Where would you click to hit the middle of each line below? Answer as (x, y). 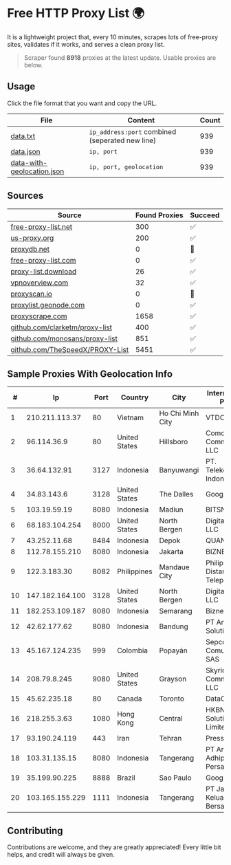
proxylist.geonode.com (48, 305)
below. (33, 65)
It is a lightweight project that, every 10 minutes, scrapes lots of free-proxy (113, 37)
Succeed (205, 215)
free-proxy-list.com (44, 260)
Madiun (171, 510)
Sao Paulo (175, 778)
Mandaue (175, 567)
